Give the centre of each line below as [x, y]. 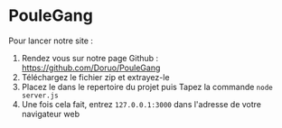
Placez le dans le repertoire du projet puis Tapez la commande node [147, 87]
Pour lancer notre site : [51, 41]
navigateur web [51, 114]
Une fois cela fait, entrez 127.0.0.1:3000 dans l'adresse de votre [141, 104]
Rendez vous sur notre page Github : [90, 58]
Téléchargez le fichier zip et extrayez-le [95, 77]
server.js [40, 96]
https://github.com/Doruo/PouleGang [91, 68]
